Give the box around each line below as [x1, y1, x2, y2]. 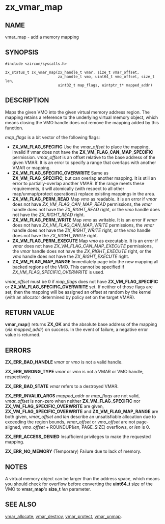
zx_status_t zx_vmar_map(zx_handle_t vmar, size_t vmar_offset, [5, 70, 139, 75]
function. [5, 125, 24, 131]
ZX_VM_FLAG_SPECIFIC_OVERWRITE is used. [12, 269, 105, 275]
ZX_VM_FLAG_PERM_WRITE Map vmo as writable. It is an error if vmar [12, 217, 158, 222]
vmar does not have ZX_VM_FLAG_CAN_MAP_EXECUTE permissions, [12, 243, 153, 249]
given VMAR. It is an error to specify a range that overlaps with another [12, 159, 156, 165]
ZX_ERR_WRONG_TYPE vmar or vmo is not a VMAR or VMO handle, [5, 369, 144, 375]
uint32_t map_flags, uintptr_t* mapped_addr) [57, 83, 153, 87]
